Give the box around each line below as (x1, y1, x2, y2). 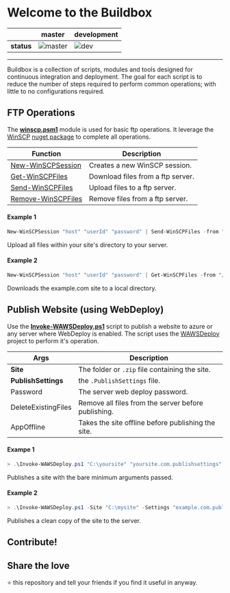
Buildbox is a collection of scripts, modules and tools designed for (7, 65, 193, 73)
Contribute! (7, 537, 57, 548)
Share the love (7, 559, 70, 571)
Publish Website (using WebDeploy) (7, 304, 164, 316)
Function (31, 149, 62, 159)
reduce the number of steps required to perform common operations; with (7, 80, 216, 88)
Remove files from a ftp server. (88, 194, 188, 203)
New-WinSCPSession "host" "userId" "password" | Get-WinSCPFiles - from (7, 272, 216, 279)
